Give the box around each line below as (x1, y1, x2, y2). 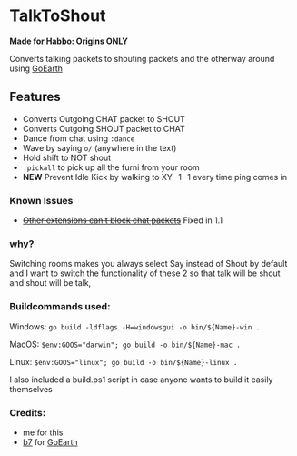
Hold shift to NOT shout (22, 152, 112, 163)
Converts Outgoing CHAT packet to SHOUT (22, 113, 186, 124)
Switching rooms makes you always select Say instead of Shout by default (9, 258, 288, 269)
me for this (22, 427, 64, 438)
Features (9, 89, 61, 105)
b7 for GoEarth (22, 436, 79, 447)
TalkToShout (9, 5, 106, 26)
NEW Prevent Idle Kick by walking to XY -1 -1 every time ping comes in (22, 171, 288, 182)
